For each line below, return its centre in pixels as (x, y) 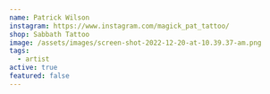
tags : (19, 51)
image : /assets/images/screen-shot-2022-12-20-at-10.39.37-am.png (135, 43)
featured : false (39, 76)
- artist (34, 59)
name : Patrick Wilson (50, 17)
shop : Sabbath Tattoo (50, 34)
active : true (34, 68)
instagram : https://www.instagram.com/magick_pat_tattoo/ (119, 26)
